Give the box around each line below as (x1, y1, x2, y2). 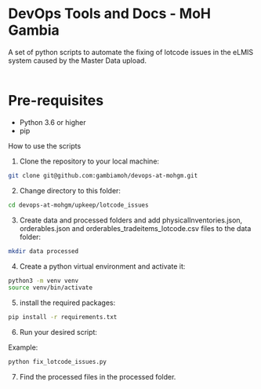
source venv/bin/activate (8, 284, 92, 292)
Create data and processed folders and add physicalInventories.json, (19, 215, 243, 225)
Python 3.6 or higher (19, 117, 86, 127)
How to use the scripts (8, 141, 82, 150)
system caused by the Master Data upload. (8, 56, 147, 65)
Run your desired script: (19, 328, 98, 337)
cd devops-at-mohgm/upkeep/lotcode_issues (8, 201, 149, 209)
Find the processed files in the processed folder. (19, 372, 176, 381)
